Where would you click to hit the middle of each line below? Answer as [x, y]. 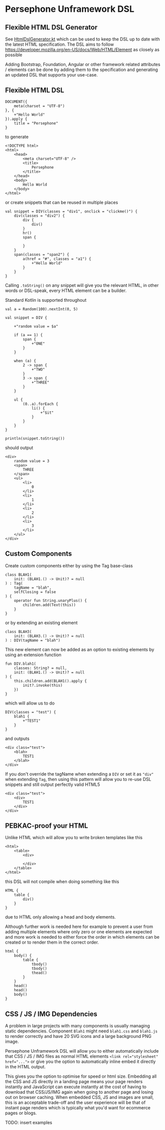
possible [14, 55]
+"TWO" [38, 369]
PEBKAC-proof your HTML [47, 826]
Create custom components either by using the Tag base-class [69, 565]
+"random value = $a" [36, 326]
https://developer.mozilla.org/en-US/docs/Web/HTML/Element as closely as [82, 50]
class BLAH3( [18, 632]
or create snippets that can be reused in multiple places [62, 202]
